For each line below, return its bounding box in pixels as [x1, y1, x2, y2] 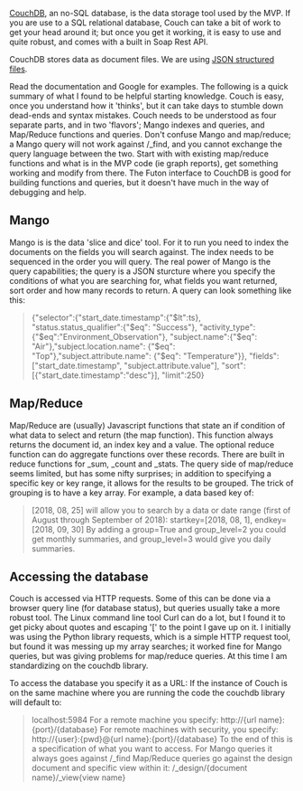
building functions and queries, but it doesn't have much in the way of [9, 177, 270, 188]
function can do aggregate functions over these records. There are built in [9, 448, 286, 459]
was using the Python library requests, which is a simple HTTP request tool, [9, 632, 291, 643]
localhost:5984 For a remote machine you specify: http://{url [31, 714, 257, 726]
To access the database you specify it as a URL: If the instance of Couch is [9, 678, 289, 689]
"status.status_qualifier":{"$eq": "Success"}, [31, 321, 198, 333]
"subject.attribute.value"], [124, 360, 220, 371]
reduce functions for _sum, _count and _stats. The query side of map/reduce [9, 458, 294, 469]
